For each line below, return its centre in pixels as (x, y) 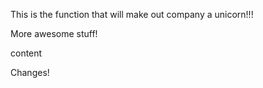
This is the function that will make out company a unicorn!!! (132, 14)
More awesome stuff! (54, 33)
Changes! (30, 72)
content (26, 53)
